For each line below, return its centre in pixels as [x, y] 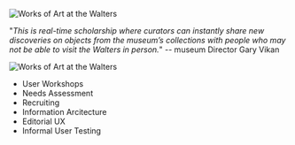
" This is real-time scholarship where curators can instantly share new [137, 31]
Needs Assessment [58, 93]
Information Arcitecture [64, 112]
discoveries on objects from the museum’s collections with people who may [147, 40]
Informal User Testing [62, 131]
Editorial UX [43, 121]
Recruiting [41, 103]
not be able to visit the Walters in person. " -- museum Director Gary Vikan [144, 50]
